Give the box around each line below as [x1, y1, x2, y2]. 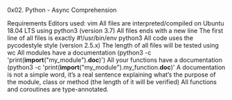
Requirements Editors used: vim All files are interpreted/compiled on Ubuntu [7, 19, 224, 27]
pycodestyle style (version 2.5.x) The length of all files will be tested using [7, 41, 220, 49]
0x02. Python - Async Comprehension [7, 6, 117, 14]
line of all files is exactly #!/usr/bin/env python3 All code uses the [7, 34, 194, 42]
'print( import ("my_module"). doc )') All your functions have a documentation [7, 56, 223, 64]
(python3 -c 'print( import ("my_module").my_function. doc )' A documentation [7, 63, 226, 71]
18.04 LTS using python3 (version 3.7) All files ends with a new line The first [7, 27, 224, 34]
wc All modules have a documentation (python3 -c [7, 48, 152, 57]
